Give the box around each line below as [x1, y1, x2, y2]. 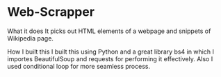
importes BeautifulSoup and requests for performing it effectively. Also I [7, 54, 213, 63]
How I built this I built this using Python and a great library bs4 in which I [7, 47, 214, 56]
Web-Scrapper [7, 4, 95, 20]
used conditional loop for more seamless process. [7, 62, 151, 70]
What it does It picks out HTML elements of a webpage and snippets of [7, 27, 211, 35]
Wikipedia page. [7, 34, 54, 42]
